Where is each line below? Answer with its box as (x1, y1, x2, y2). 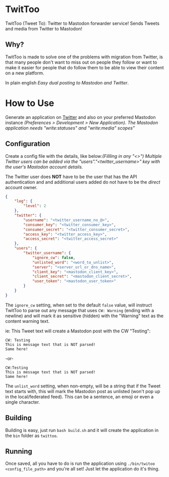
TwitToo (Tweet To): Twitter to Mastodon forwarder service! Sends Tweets (5, 20, 160, 26)
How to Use (5, 97, 54, 109)
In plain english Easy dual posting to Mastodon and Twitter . (5, 79, 129, 85)
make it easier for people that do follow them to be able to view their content (5, 64, 164, 70)
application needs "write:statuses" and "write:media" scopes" (5, 125, 135, 131)
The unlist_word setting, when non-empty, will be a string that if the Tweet (5, 383, 161, 389)
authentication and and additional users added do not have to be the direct (5, 179, 160, 185)
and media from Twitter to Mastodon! (5, 25, 82, 31)
